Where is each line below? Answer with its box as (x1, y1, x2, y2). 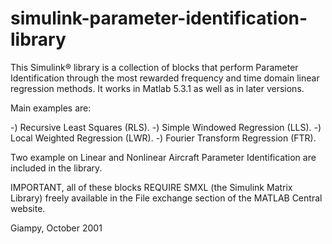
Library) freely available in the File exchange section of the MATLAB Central (10, 192, 323, 204)
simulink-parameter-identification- (10, 7, 308, 30)
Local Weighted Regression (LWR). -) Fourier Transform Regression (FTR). (10, 132, 317, 144)
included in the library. (10, 162, 103, 174)
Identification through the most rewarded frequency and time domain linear (10, 72, 320, 84)
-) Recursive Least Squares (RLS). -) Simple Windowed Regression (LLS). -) (10, 121, 322, 133)
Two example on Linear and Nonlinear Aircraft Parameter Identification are (10, 151, 317, 163)
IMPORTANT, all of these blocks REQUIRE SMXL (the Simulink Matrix (10, 181, 293, 193)
